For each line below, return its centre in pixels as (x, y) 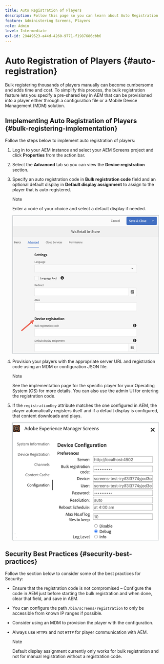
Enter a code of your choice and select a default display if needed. (79, 208)
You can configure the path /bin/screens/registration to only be (78, 608)
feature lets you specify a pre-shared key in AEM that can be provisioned (79, 95)
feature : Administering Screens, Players (48, 21)
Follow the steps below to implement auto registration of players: (70, 140)
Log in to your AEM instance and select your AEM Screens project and (83, 150)
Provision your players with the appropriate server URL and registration (83, 361)
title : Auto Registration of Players (43, 10)
